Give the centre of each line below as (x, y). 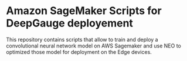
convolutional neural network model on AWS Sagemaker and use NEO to (94, 46)
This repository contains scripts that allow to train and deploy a (82, 39)
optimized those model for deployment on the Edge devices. (79, 52)
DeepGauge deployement (70, 23)
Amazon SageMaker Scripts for (84, 11)
